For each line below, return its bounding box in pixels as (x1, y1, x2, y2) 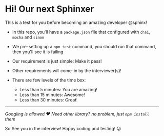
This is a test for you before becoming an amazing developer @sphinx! (5, 19, 147, 25)
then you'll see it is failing (12, 49, 63, 55)
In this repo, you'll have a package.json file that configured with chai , (12, 29, 150, 35)
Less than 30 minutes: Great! (19, 97, 78, 103)
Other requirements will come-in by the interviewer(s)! (12, 67, 122, 74)
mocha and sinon (12, 34, 44, 40)
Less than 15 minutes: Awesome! (19, 92, 85, 97)
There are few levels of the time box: (12, 77, 86, 83)
